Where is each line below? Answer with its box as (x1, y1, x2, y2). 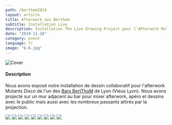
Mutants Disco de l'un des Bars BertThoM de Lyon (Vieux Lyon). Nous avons (5, 88, 166, 94)
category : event (5, 36, 40, 41)
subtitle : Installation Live (5, 21, 68, 27)
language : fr (5, 41, 33, 46)
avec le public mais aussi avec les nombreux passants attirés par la (5, 98, 147, 105)
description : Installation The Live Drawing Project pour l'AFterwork (5, 27, 159, 32)
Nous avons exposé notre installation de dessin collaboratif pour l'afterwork (5, 82, 165, 88)
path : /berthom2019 (5, 7, 47, 13)
